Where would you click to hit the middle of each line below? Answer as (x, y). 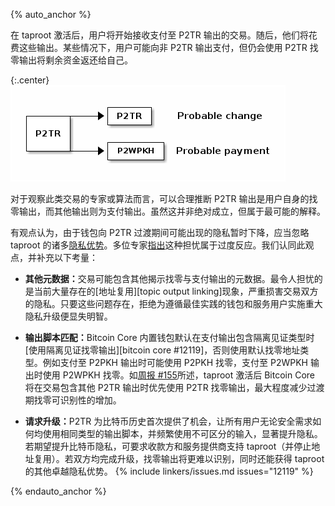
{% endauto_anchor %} (58, 491)
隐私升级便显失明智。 (68, 316)
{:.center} (30, 80)
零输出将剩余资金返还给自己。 (71, 60)
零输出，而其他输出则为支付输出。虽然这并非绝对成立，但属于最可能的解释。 (168, 211)
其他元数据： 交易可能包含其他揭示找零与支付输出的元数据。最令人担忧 (169, 278)
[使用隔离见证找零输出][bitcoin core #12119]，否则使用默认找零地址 (162, 350)
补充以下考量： (67, 257)
